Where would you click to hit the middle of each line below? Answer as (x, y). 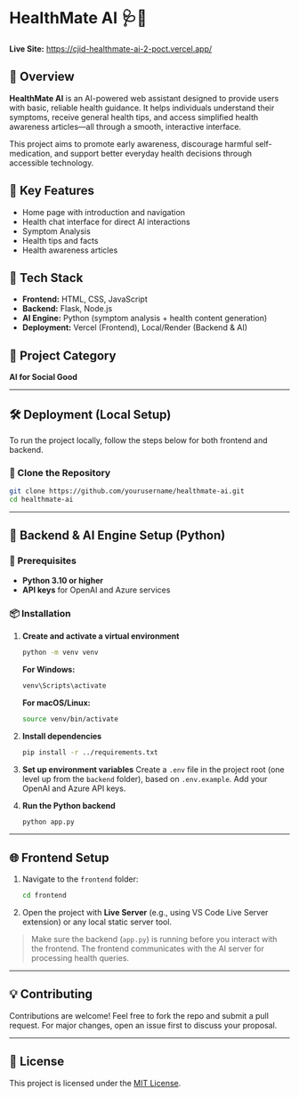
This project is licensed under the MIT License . (95, 1083)
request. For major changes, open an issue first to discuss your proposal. (143, 1025)
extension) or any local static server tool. (97, 922)
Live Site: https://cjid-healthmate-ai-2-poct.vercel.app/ (111, 48)
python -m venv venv (60, 653)
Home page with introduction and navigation (103, 212)
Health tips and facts (60, 240)
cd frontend (44, 896)
